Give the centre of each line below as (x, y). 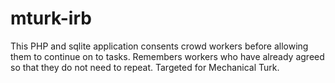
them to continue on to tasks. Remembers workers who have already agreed (167, 56)
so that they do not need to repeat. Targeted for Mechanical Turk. (145, 67)
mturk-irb (51, 18)
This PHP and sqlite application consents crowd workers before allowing (159, 46)
